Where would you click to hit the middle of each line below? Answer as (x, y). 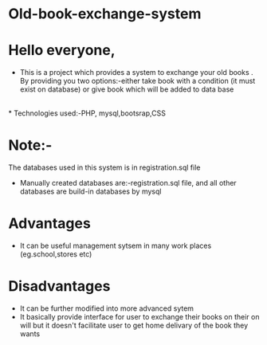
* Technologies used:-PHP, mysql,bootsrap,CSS (87, 113)
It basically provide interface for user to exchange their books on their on (139, 316)
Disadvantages (59, 286)
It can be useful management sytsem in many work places (116, 245)
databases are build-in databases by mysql (90, 191)
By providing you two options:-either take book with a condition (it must (137, 81)
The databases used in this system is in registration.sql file (104, 167)
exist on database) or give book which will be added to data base (127, 89)
